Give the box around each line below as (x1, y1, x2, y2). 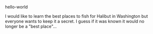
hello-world (5, 4, 28, 10)
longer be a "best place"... (5, 23, 57, 29)
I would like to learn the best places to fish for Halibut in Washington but (5, 13, 148, 19)
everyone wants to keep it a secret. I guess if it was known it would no (5, 19, 145, 24)
